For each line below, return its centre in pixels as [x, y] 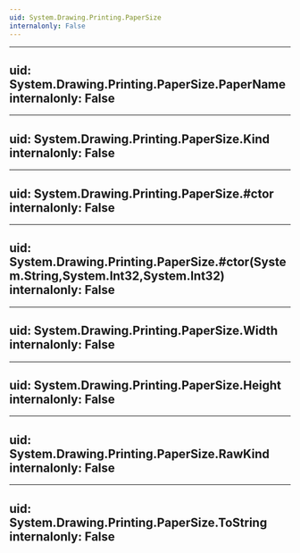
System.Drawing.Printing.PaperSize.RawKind [139, 453]
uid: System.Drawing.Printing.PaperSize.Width [144, 331]
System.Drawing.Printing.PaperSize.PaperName [148, 84]
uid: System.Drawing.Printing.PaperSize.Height [145, 385]
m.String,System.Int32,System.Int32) [117, 276]
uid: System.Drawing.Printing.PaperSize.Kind [140, 139]
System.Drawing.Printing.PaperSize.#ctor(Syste [148, 262]
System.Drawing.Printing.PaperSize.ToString [138, 522]
